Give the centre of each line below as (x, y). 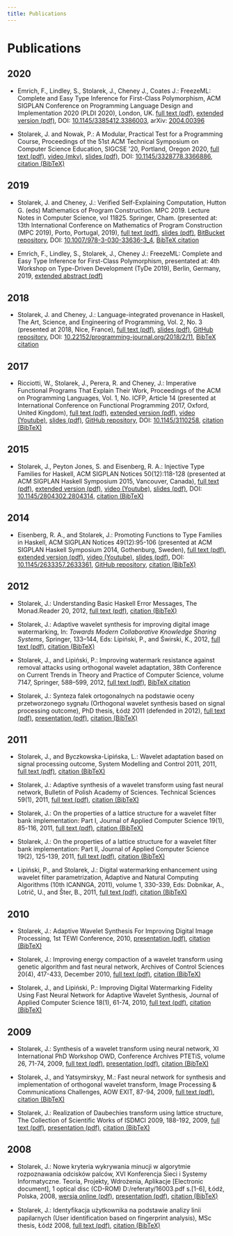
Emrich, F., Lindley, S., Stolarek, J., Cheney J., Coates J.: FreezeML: (114, 91)
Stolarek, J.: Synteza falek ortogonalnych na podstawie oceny (106, 696)
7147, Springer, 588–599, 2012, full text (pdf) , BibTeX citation (104, 682)
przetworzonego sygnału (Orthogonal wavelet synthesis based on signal (121, 703)
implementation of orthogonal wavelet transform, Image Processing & (117, 1084)
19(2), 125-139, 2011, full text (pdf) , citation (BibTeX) (91, 856)
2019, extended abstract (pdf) (60, 276)
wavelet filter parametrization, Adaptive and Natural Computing (108, 877)
